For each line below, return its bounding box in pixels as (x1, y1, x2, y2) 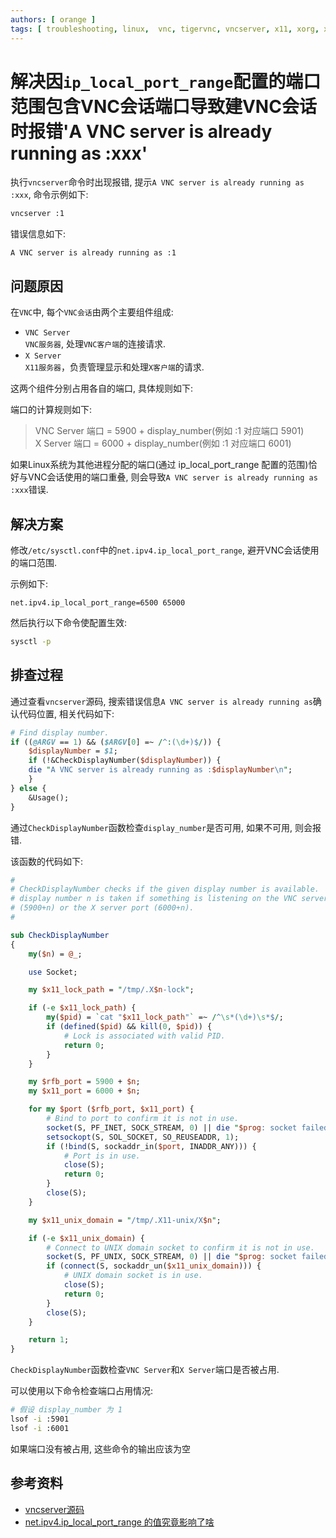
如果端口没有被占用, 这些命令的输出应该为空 (10, 1442, 191, 1455)
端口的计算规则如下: (10, 404, 93, 416)
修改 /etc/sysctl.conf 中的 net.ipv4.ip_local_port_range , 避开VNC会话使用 (10, 544, 320, 556)
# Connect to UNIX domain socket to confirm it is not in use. (46, 1242, 315, 1253)
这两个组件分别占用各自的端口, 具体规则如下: (10, 382, 194, 395)
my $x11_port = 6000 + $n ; (28, 1086, 141, 1096)
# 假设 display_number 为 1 (10, 1405, 123, 1415)
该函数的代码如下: (10, 855, 84, 867)
